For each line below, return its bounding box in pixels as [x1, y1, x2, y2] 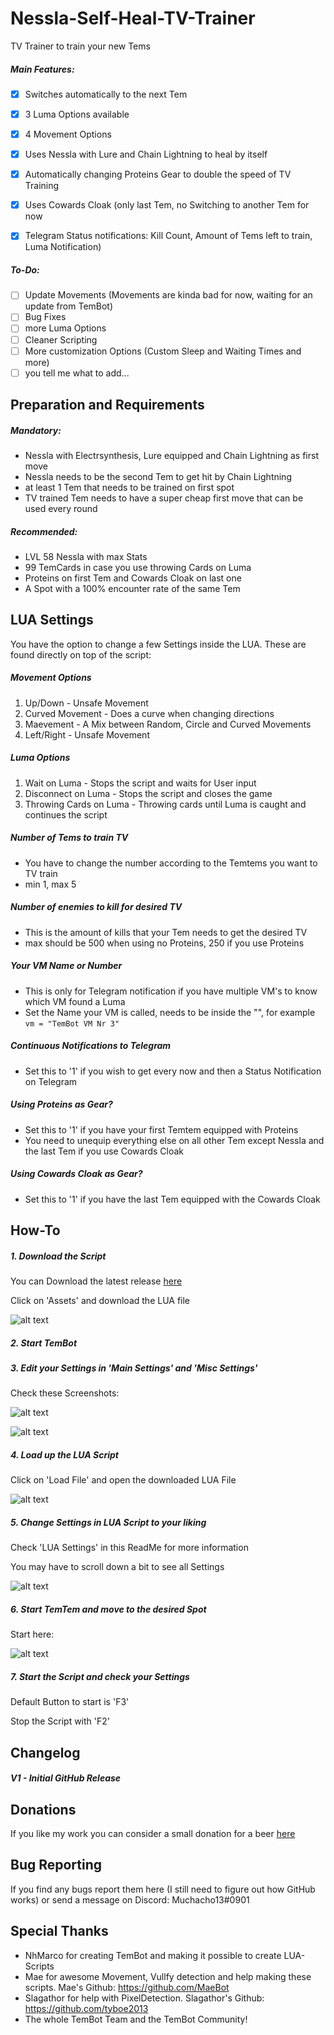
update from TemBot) [24, 300, 114, 312]
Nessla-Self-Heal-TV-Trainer [10, 7, 256, 30]
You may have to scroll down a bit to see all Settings [10, 1561, 225, 1573]
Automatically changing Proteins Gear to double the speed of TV [24, 168, 292, 181]
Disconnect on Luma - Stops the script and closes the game [24, 787, 273, 799]
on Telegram [24, 1075, 78, 1087]
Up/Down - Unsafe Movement [24, 697, 149, 709]
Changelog [10, 1744, 81, 1761]
